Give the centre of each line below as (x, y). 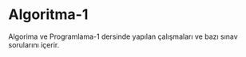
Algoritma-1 (48, 15)
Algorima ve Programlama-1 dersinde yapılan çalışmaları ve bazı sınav (123, 36)
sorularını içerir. (34, 44)
